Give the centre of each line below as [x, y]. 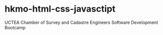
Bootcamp [15, 27]
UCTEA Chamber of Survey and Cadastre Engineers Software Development [81, 22]
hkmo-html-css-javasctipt [60, 9]
